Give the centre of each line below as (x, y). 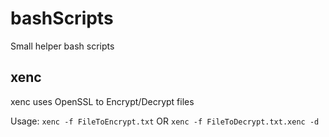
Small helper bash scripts (62, 46)
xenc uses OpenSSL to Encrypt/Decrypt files (102, 101)
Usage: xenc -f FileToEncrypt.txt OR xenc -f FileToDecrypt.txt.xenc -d (165, 121)
